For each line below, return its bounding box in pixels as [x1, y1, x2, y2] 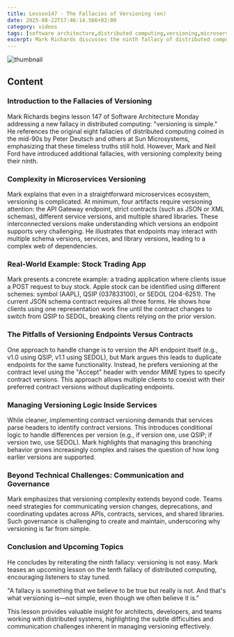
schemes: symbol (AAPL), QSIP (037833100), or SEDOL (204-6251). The [7, 290, 216, 299]
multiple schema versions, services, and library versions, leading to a [7, 234, 205, 243]
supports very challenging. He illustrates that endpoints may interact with [7, 227, 217, 236]
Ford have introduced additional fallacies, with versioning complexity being [7, 149, 222, 158]
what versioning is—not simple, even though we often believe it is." [7, 594, 200, 602]
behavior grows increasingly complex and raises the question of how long [7, 446, 219, 454]
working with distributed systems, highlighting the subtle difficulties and [7, 615, 214, 623]
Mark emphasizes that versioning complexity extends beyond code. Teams [7, 495, 223, 503]
